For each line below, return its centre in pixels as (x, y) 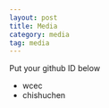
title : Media (34, 26)
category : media (39, 34)
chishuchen (44, 95)
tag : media (29, 43)
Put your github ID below (55, 68)
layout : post (34, 18)
